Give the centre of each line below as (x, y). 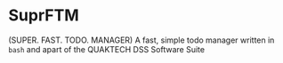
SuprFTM (44, 16)
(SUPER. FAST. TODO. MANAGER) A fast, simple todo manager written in (141, 40)
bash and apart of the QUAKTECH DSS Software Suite (107, 49)
